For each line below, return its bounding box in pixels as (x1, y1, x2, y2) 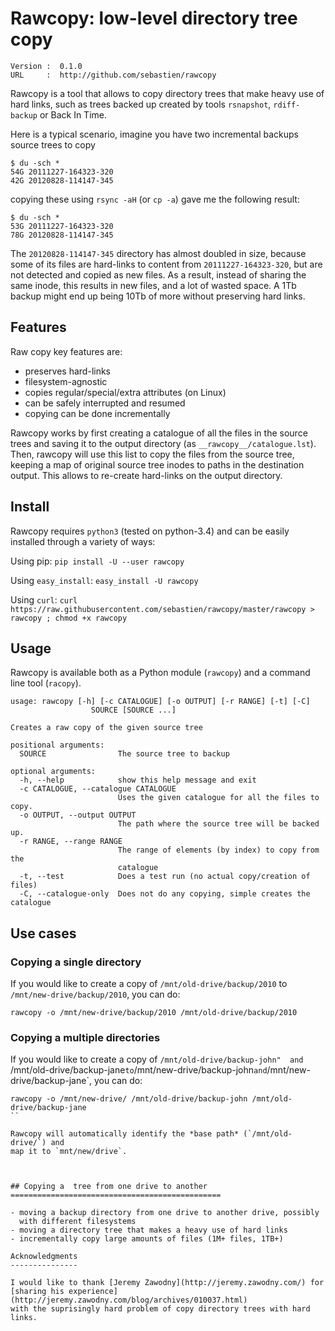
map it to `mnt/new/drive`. (10, 1147, 128, 1157)
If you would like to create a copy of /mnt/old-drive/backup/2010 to (10, 978, 288, 990)
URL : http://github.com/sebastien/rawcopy (10, 70, 217, 80)
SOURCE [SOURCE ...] (90, 705, 177, 716)
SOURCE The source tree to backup (19, 749, 230, 759)
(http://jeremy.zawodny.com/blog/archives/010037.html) (10, 1295, 248, 1306)
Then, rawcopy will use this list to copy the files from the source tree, (10, 448, 295, 460)
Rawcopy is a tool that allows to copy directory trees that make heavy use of (10, 87, 325, 99)
